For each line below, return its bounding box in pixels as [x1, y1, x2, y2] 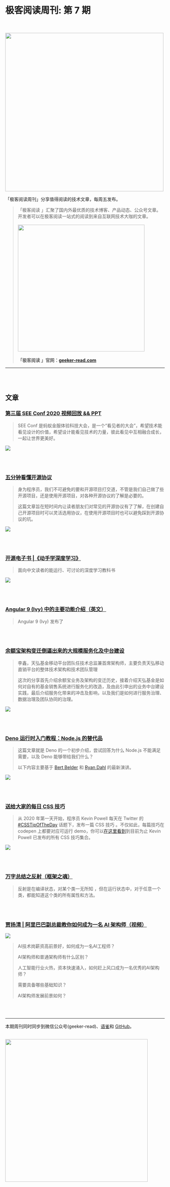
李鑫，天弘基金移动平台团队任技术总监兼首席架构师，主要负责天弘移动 [17, 660, 164, 666]
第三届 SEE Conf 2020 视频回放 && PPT [5, 410, 102, 417]
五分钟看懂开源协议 [5, 474, 52, 481]
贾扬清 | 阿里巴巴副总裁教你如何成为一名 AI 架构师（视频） [5, 921, 147, 928]
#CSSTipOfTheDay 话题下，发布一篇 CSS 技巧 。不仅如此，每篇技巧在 [17, 822, 164, 828]
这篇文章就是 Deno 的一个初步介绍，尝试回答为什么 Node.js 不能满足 [17, 747, 161, 753]
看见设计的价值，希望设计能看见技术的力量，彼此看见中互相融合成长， [17, 429, 164, 435]
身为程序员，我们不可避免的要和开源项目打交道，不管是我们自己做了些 [17, 486, 164, 492]
